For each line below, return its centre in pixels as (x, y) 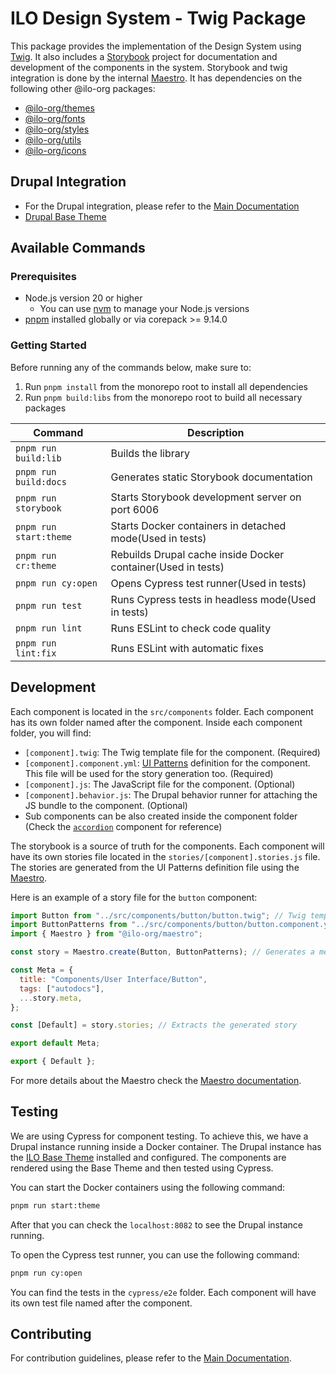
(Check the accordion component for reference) (123, 826)
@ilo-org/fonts (55, 118)
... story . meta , (51, 998)
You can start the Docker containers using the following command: (148, 1187)
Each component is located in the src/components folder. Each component (162, 711)
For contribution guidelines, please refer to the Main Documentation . (151, 1358)
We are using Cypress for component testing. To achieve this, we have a (159, 1136)
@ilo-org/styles (57, 129)
